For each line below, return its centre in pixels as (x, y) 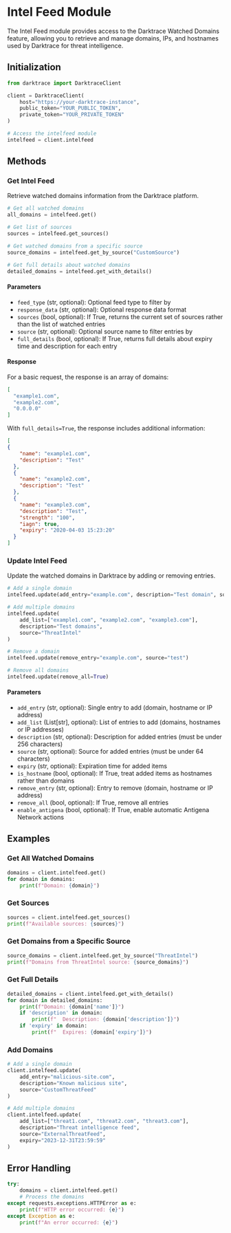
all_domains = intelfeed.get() (52, 215)
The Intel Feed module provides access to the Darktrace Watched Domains (113, 31)
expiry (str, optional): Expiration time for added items (92, 766)
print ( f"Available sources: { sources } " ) (66, 924)
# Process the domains (52, 1197)
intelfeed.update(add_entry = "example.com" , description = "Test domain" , (112, 595)
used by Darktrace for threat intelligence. (65, 45)
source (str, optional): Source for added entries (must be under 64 (110, 752)
